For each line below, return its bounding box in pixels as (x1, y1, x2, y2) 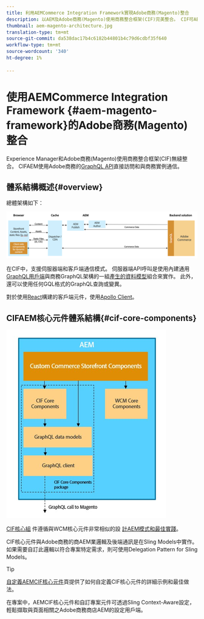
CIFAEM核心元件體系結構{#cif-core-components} (6, 313, 197, 323)
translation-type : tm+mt (6, 29, 69, 35)
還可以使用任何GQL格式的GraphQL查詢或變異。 (6, 280, 126, 288)
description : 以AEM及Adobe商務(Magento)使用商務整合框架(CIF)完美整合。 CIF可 (6, 16, 194, 23)
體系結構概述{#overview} (6, 182, 103, 192)
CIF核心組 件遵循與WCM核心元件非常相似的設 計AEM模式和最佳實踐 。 (6, 525, 182, 532)
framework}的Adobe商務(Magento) (6, 118, 188, 132)
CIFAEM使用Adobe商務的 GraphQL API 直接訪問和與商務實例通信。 (18, 162, 183, 170)
